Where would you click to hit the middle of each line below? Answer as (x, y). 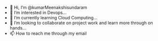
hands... (18, 28)
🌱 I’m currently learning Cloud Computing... (53, 18)
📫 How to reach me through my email (48, 33)
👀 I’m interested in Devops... (38, 13)
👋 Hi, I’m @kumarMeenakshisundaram (48, 7)
